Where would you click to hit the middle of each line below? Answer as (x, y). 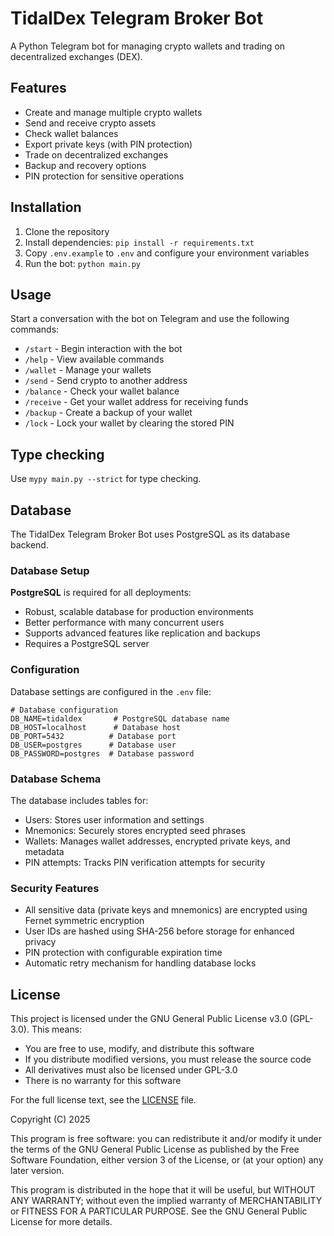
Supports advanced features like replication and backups (142, 633)
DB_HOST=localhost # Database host (96, 727)
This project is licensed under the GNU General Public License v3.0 (149, 1018)
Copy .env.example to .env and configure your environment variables (167, 253)
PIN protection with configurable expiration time (123, 953)
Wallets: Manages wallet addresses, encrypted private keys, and (157, 841)
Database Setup (50, 570)
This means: (57, 1029)
